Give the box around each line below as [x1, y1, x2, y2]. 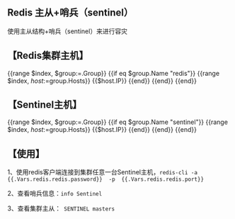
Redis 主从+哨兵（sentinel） [7, 6, 133, 19]
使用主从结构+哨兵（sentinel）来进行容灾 [7, 27, 127, 35]
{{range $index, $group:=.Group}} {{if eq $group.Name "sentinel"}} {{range [7, 118, 229, 126]
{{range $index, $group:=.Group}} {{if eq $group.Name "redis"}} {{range [7, 69, 220, 77]
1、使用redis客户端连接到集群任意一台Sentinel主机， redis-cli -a [7, 168, 198, 176]
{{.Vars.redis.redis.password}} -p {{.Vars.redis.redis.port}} [7, 176, 204, 183]
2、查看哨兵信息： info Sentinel [7, 189, 103, 198]
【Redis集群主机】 [7, 50, 88, 62]
